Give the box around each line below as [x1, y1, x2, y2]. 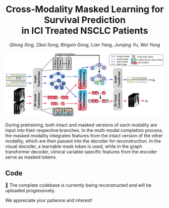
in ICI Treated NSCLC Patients [21, 25, 148, 36]
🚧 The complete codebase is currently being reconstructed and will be [5, 182, 152, 188]
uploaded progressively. [5, 187, 55, 193]
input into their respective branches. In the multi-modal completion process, [5, 127, 163, 133]
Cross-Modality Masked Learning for [6, 4, 164, 15]
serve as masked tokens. [5, 154, 57, 160]
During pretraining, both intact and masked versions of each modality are [5, 122, 157, 128]
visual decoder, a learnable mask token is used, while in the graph [5, 143, 142, 149]
